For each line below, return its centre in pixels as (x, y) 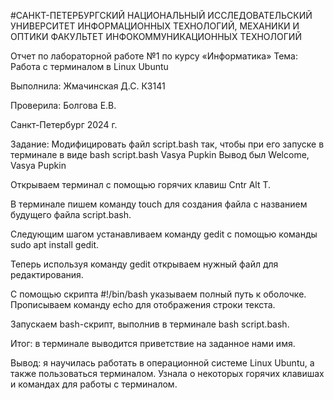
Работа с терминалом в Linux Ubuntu (89, 66)
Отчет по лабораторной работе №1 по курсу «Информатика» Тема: (154, 56)
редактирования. (47, 274)
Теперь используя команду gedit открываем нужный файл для (144, 264)
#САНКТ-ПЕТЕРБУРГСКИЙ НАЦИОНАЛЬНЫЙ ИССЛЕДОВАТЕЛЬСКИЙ (161, 15)
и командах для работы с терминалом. (94, 384)
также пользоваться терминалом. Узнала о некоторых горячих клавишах (167, 373)
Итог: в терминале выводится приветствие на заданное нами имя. (153, 343)
